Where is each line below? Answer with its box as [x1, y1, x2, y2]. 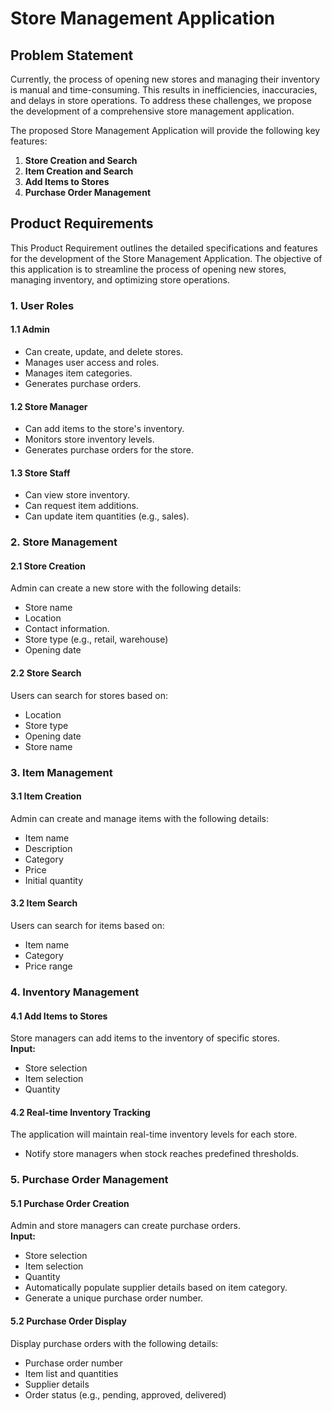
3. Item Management [10, 765, 113, 779]
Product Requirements [10, 215, 154, 232]
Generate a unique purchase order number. [24, 1292, 204, 1304]
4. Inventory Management [10, 985, 140, 999]
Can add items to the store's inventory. [24, 423, 185, 435]
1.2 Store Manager [10, 400, 88, 412]
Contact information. [24, 623, 110, 635]
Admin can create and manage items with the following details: [10, 812, 269, 824]
